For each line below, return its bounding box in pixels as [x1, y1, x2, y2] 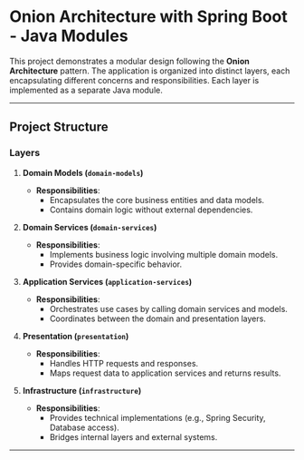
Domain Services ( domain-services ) [22, 221, 157, 232]
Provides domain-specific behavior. [49, 259, 183, 269]
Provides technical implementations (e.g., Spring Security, [49, 412, 266, 423]
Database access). [49, 422, 119, 433]
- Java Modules [9, 25, 128, 46]
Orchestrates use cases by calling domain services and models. [49, 303, 288, 314]
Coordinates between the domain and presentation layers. [49, 313, 267, 324]
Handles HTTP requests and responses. [49, 357, 199, 368]
